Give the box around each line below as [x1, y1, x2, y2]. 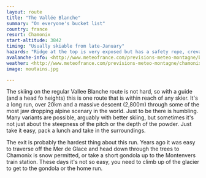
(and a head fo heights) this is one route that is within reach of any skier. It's [6, 94, 198, 102]
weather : [6, 60, 29, 66]
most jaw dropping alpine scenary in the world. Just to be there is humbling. [6, 108, 199, 115]
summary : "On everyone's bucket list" [6, 20, 105, 26]
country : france [6, 26, 48, 32]
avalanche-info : [6, 54, 48, 61]
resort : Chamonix [6, 32, 51, 38]
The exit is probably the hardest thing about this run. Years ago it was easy [6, 139, 196, 146]
